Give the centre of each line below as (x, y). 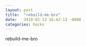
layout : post (19, 10)
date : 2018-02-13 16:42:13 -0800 (43, 19)
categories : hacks (25, 24)
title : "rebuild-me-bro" (33, 15)
